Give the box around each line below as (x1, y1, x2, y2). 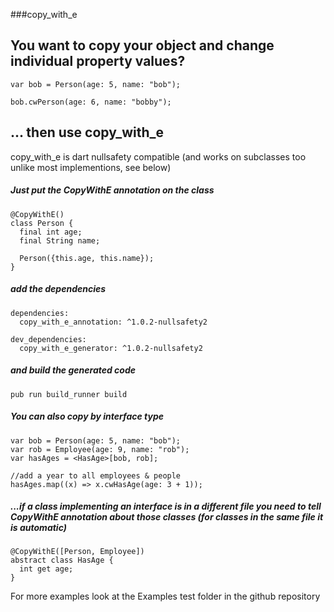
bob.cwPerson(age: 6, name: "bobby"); (10, 97, 172, 107)
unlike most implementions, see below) (10, 161, 172, 173)
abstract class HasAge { (10, 555, 114, 566)
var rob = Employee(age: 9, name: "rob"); (10, 444, 190, 454)
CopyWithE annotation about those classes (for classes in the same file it (10, 511, 324, 523)
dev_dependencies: (10, 334, 87, 344)
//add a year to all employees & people (10, 470, 182, 481)
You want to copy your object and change (10, 37, 275, 54)
